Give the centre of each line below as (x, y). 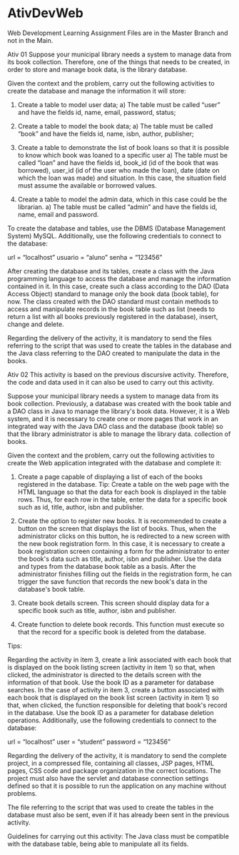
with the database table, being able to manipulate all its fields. (98, 844)
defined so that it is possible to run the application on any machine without (117, 786)
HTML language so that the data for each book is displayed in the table (122, 492)
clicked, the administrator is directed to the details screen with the (105, 674)
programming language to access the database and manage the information (119, 278)
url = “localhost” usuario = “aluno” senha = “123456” (85, 257)
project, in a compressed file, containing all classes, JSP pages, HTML (111, 763)
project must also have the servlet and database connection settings (108, 778)
